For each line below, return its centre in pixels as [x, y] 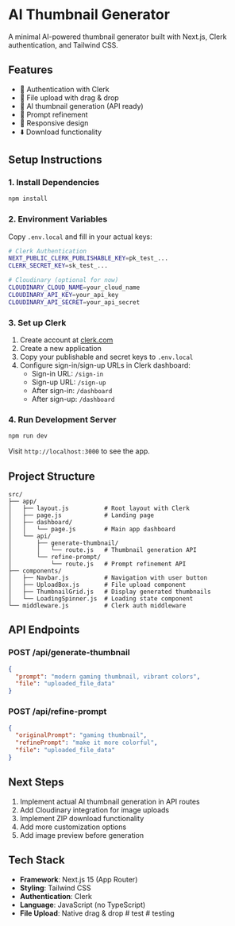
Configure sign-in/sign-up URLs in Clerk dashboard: [105, 365]
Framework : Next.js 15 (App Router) [79, 879]
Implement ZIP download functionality [82, 818]
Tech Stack [37, 860]
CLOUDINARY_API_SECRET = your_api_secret [74, 302]
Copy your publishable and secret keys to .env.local [106, 357]
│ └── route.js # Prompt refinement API [97, 564]
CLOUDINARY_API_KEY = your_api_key [64, 295]
